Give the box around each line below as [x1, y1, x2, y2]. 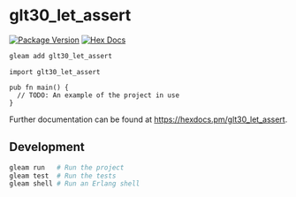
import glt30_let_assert [9, 67, 101, 76]
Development [9, 140, 86, 155]
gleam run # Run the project [9, 163, 125, 172]
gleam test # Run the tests [9, 171, 117, 180]
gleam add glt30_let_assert [9, 51, 113, 60]
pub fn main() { [9, 83, 69, 92]
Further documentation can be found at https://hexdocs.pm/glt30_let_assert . [9, 114, 288, 125]
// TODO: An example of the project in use [17, 90, 179, 100]
